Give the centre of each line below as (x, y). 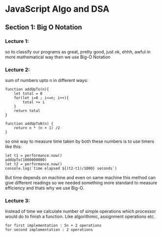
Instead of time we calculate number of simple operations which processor (81, 211)
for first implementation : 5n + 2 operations (53, 226)
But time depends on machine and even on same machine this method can (80, 178)
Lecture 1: (17, 41)
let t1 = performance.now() (34, 156)
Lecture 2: (18, 70)
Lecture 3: (18, 201)
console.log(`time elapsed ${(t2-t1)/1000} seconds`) (61, 169)
